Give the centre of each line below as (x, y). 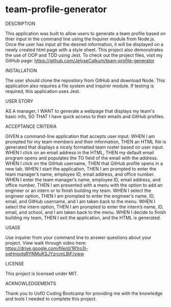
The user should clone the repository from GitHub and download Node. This (85, 80)
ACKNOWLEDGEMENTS (31, 283)
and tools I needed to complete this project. (51, 299)
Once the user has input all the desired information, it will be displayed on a (84, 44)
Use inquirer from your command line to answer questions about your (78, 237)
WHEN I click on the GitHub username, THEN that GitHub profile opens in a (84, 163)
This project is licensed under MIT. (42, 273)
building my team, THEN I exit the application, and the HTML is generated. (83, 218)
